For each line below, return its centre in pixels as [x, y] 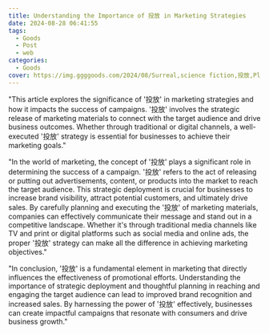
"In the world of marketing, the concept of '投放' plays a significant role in [130, 162]
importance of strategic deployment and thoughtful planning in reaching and [134, 286]
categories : [28, 61]
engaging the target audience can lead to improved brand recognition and [130, 294]
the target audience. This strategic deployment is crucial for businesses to [131, 189]
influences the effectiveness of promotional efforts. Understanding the [124, 277]
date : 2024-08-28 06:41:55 [53, 23]
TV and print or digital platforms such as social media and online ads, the [129, 233]
